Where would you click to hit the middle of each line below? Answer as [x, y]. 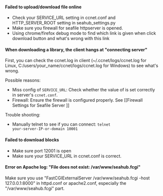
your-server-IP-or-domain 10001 [45, 129]
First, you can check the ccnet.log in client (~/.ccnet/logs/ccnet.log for [76, 61]
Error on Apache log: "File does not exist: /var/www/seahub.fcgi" [73, 167]
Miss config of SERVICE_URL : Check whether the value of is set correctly [83, 90]
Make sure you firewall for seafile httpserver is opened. [67, 28]
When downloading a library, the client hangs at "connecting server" [76, 49]
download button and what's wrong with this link [61, 39]
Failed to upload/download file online [43, 7]
